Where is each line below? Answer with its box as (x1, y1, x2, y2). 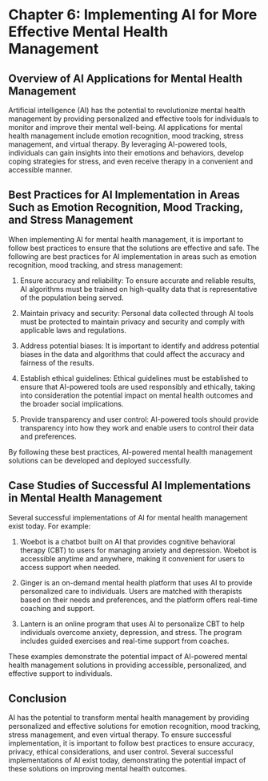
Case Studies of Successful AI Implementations (8, 479, 251, 492)
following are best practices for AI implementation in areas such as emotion (8, 251, 258, 261)
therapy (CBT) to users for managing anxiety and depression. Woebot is (19, 545, 258, 555)
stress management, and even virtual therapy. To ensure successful (8, 730, 232, 739)
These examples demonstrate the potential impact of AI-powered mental (8, 651, 248, 661)
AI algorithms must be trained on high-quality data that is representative (19, 284, 258, 293)
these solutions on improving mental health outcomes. (8, 764, 187, 774)
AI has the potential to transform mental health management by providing (8, 713, 250, 722)
